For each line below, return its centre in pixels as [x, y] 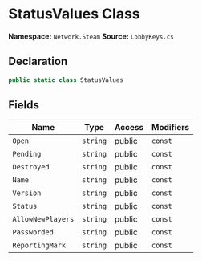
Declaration [38, 61]
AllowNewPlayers [43, 219]
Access [129, 128]
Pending [27, 154]
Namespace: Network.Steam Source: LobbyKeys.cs [91, 36]
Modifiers [170, 128]
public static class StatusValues [66, 80]
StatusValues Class [74, 14]
